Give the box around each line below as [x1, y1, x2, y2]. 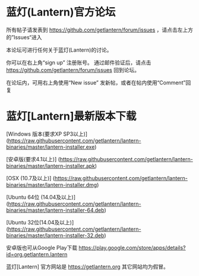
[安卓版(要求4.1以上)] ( [6, 155, 61, 162]
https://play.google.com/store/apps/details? [78, 244, 186, 251]
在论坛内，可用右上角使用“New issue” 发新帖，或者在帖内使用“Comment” [6, 79, 186, 86]
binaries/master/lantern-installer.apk [6, 162, 95, 170]
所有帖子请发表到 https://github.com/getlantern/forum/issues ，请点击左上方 [6, 26, 194, 33]
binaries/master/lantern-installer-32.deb [6, 231, 105, 239]
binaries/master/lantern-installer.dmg [6, 181, 97, 188]
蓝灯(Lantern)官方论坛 [6, 5, 116, 19]
